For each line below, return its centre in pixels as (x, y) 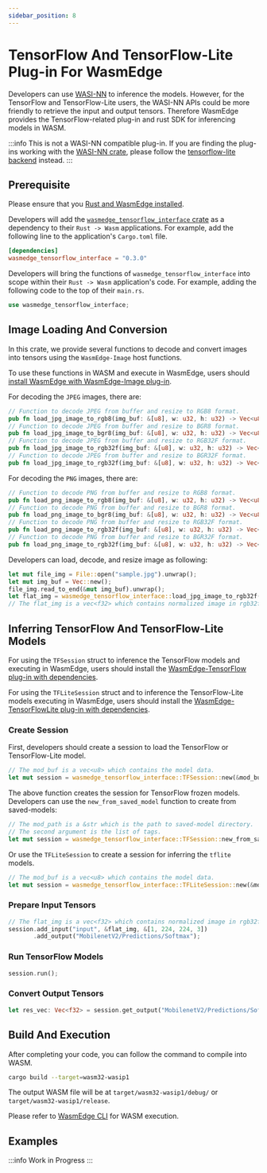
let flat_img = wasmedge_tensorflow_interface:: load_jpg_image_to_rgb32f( (135, 596)
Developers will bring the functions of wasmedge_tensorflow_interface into (129, 274)
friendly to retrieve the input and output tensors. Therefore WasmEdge (124, 111)
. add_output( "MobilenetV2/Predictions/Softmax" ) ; (117, 936)
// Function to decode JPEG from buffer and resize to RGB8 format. (124, 411)
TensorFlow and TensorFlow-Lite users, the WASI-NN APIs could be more (129, 102)
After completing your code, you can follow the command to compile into (128, 1054)
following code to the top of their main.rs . (76, 290)
